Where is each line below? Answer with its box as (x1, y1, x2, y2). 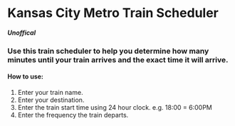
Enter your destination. (17, 96, 85, 104)
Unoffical (7, 28, 36, 37)
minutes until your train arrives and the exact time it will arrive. (7, 55, 229, 64)
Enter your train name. (17, 88, 83, 97)
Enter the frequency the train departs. (17, 111, 129, 120)
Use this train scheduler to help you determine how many (7, 46, 209, 56)
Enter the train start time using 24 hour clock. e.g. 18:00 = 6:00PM (17, 103, 212, 112)
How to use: (7, 72, 44, 81)
